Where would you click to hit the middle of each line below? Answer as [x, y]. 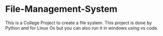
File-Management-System [61, 9]
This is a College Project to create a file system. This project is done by [78, 23]
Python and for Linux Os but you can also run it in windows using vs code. [82, 28]
